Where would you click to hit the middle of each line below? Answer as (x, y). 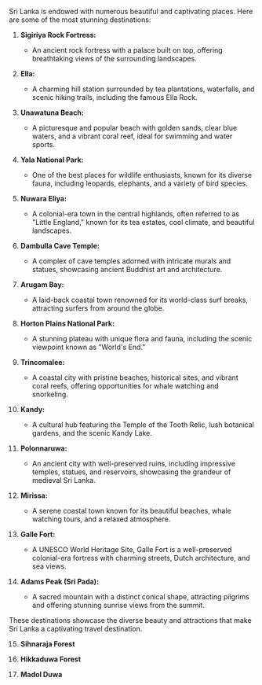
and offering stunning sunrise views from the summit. (118, 605)
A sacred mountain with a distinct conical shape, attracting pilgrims (140, 597)
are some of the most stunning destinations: (80, 20)
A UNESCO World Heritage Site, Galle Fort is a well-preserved (132, 549)
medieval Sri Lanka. (64, 480)
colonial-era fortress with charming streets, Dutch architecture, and (141, 558)
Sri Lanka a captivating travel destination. (76, 629)
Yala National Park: (52, 160)
